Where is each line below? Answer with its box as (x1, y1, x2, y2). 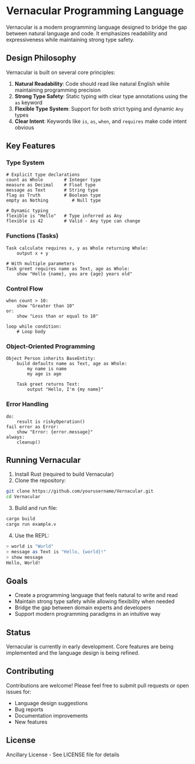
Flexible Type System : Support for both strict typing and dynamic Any (14, 105, 184, 112)
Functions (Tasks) (6, 232, 59, 240)
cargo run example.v (6, 522, 57, 528)
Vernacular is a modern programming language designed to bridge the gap (6, 24, 187, 31)
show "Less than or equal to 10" (16, 313, 99, 319)
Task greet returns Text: (16, 381, 80, 388)
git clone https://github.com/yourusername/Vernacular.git (6, 488, 154, 495)
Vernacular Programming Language (6, 4, 184, 18)
